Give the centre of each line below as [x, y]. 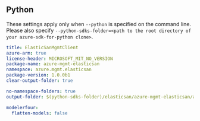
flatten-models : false [40, 113]
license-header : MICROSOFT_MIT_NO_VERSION [60, 59]
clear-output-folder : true [40, 81]
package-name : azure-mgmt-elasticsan [53, 64]
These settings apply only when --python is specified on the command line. [99, 24]
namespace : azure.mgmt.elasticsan [49, 70]
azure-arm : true [26, 53]
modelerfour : [22, 107]
